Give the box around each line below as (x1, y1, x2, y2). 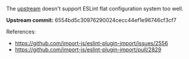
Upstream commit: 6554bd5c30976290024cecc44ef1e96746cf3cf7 (6, 17, 176, 23)
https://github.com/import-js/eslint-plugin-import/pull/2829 (14, 46, 161, 53)
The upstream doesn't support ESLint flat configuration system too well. (6, 5, 184, 12)
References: (6, 28, 36, 35)
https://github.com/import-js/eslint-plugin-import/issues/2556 (14, 40, 169, 46)
